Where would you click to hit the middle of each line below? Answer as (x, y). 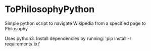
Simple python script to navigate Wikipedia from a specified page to (75, 23)
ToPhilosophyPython (49, 9)
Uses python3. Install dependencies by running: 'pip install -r (68, 38)
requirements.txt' (23, 43)
